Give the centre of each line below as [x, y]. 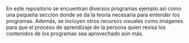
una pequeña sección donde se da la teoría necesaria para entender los [93, 15]
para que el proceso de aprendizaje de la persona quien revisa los [86, 27]
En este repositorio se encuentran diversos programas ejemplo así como [94, 9]
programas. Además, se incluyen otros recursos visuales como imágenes [95, 21]
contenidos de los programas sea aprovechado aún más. [75, 34]
